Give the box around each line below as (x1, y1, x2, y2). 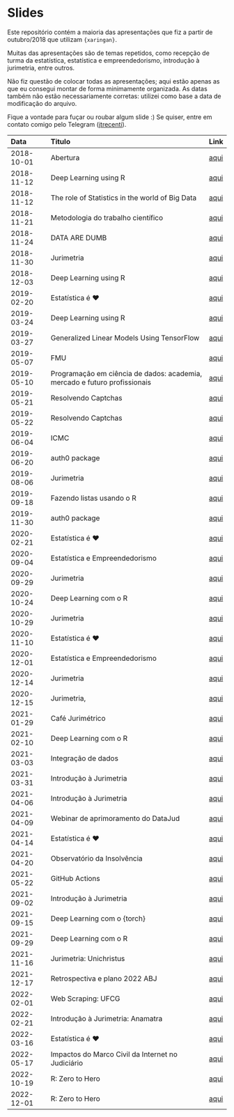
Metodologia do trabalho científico (50, 212, 164, 222)
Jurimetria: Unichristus (50, 953, 125, 963)
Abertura (50, 153, 80, 162)
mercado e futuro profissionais (50, 377, 152, 387)
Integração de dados (50, 753, 118, 763)
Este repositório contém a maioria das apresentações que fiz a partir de (7, 28, 213, 36)
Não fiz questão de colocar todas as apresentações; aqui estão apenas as (7, 77, 220, 85)
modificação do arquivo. (7, 99, 77, 107)
